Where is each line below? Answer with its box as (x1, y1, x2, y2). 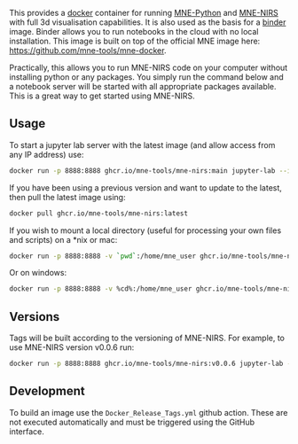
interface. (9, 425, 44, 437)
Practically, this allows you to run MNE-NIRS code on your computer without (9, 62, 288, 73)
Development (9, 384, 86, 399)
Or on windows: (9, 268, 67, 278)
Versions (9, 309, 60, 324)
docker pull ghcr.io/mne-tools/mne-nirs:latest (9, 208, 189, 218)
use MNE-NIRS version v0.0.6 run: (9, 342, 135, 353)
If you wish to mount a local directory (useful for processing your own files (9, 225, 282, 236)
